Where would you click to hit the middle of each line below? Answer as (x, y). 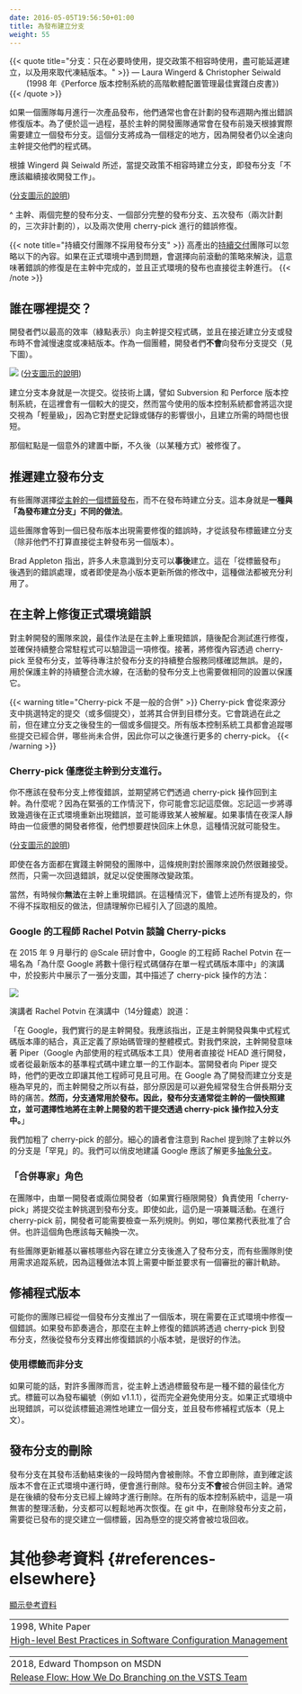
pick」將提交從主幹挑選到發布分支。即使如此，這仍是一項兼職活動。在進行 (147, 1209)
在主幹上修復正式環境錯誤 (80, 615)
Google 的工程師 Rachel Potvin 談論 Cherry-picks (118, 931)
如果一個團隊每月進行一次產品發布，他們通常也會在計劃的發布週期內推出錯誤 (151, 113)
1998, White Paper (51, 1626)
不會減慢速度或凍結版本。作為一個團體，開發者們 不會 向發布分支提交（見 (159, 343)
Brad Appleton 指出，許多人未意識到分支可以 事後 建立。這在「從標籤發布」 (147, 561)
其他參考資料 (57, 1558)
